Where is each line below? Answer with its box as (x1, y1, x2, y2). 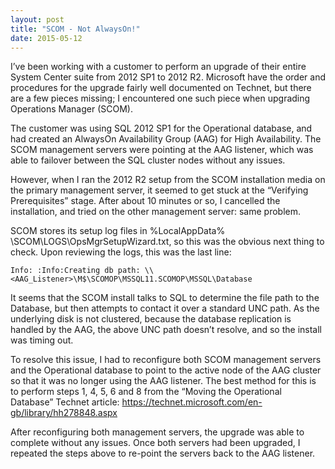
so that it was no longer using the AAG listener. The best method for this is (10, 375, 317, 387)
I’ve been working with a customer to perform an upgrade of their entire (10, 61, 307, 73)
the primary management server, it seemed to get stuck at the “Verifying (10, 184, 309, 196)
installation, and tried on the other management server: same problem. (10, 206, 301, 218)
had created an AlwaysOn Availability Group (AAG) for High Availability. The (10, 133, 322, 145)
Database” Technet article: (10, 396, 120, 408)
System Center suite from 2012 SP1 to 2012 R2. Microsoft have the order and (10, 71, 327, 83)
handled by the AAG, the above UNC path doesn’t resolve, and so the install (10, 324, 322, 336)
